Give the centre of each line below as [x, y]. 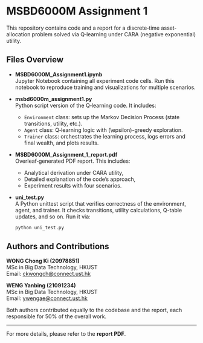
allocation [18, 34]
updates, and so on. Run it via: [53, 217]
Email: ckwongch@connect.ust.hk [49, 274]
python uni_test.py [40, 227]
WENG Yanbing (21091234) [41, 286]
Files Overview [35, 60]
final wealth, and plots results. [61, 143]
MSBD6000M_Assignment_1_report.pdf [66, 154]
